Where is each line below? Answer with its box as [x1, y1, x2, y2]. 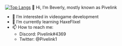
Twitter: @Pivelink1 [19, 36, 57, 42]
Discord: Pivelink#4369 [19, 31, 66, 37]
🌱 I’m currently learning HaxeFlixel [12, 19, 81, 24]
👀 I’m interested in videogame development [12, 14, 99, 19]
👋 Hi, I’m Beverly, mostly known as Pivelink [31, 5, 117, 10]
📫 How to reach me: [12, 24, 54, 30]
